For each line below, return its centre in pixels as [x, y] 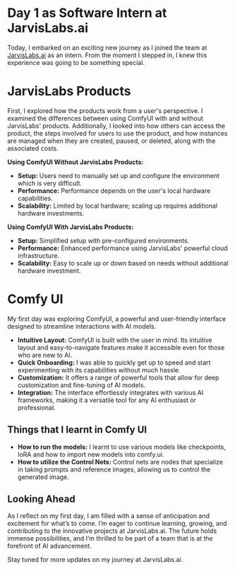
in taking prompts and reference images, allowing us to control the [114, 469]
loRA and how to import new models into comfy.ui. [91, 454]
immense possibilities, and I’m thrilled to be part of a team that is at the [110, 538]
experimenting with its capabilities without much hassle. [99, 370]
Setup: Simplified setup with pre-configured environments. [103, 240]
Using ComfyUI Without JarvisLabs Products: [76, 162]
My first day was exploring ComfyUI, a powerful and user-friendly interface [117, 319]
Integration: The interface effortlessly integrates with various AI [110, 392]
